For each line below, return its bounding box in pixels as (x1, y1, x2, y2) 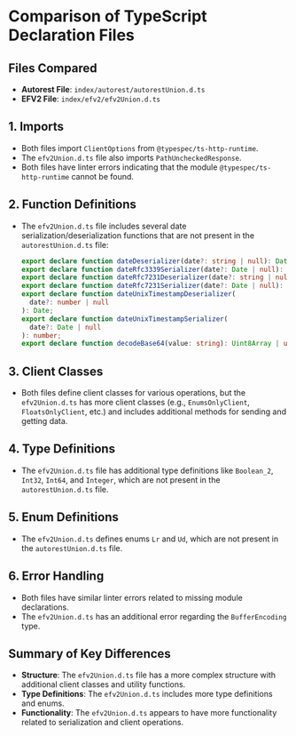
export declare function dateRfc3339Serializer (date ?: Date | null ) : (20, 265, 284, 274)
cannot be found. (71, 171, 135, 181)
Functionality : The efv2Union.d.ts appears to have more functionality (20, 708, 277, 718)
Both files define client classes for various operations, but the (20, 388, 246, 398)
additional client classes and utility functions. (20, 679, 186, 690)
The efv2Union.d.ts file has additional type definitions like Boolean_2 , (20, 465, 274, 476)
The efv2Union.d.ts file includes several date (20, 220, 187, 231)
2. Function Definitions (8, 197, 136, 212)
